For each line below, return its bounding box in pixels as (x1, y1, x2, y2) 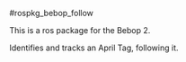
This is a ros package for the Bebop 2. (9, 25, 151, 35)
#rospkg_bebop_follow (9, 8, 94, 18)
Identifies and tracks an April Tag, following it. (9, 42, 179, 53)
